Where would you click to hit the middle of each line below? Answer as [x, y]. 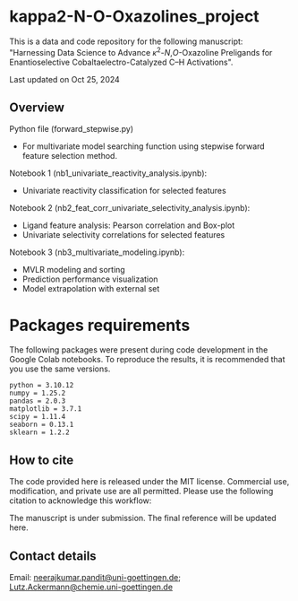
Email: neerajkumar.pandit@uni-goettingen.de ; [95, 577]
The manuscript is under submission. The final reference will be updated [143, 518]
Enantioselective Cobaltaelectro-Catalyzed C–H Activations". [121, 62]
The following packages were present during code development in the [139, 350]
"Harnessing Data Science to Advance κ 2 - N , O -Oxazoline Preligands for [141, 51]
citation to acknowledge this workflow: [81, 501]
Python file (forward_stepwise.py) [72, 129]
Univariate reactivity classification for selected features [124, 191]
